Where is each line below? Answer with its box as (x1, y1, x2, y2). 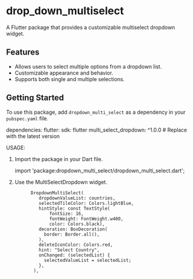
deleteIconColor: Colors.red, (38, 242, 113, 248)
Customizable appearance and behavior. (14, 69, 113, 76)
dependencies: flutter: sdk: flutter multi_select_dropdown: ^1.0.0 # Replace (6, 126, 187, 133)
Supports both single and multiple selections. (14, 75, 125, 82)
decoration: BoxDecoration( (38, 226, 108, 232)
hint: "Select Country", (38, 247, 100, 253)
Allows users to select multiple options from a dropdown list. (14, 63, 162, 70)
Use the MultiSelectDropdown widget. (14, 178, 107, 185)
